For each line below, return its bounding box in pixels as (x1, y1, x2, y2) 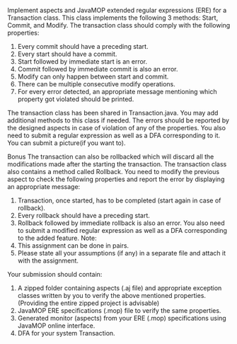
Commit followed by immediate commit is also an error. (17, 65, 178, 73)
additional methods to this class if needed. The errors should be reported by (7, 116, 230, 125)
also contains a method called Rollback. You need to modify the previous (7, 168, 220, 176)
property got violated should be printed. (17, 95, 134, 103)
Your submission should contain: (7, 270, 103, 278)
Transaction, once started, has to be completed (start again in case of (17, 196, 221, 205)
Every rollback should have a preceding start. (17, 212, 151, 219)
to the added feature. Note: (17, 234, 97, 242)
